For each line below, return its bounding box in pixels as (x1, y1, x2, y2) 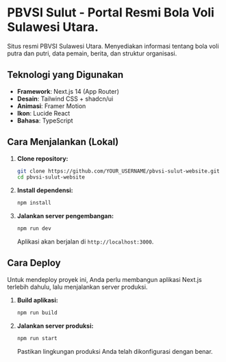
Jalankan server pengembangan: (16, 212, 114, 220)
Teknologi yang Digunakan (7, 69, 124, 81)
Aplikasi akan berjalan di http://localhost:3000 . (16, 237, 154, 246)
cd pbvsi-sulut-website (16, 174, 86, 181)
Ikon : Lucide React (16, 109, 71, 117)
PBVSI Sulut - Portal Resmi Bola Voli (7, 5, 214, 21)
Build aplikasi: (16, 296, 58, 304)
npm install (16, 200, 51, 207)
